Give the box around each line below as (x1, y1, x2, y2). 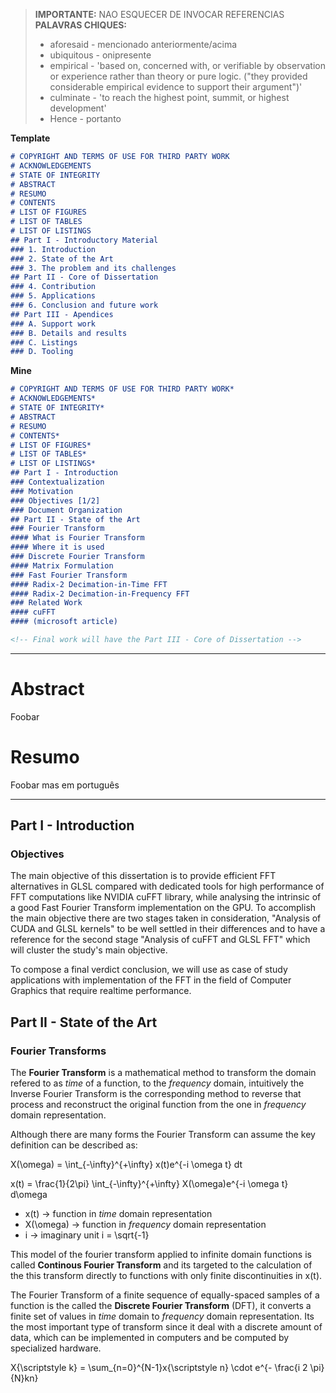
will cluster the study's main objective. (10, 944, 168, 956)
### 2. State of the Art (10, 254, 114, 264)
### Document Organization (10, 505, 123, 515)
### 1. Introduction (10, 244, 97, 254)
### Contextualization (10, 477, 105, 487)
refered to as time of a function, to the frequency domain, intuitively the (10, 1077, 305, 1089)
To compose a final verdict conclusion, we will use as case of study (10, 964, 288, 976)
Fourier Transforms (10, 1044, 107, 1058)
